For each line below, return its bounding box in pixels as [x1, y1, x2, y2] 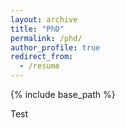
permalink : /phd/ [10, 33, 83, 43]
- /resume [19, 61, 60, 71]
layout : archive [10, 14, 78, 25]
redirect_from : [10, 52, 74, 62]
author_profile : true [10, 42, 101, 53]
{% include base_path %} [10, 89, 116, 100]
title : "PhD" [10, 24, 65, 34]
